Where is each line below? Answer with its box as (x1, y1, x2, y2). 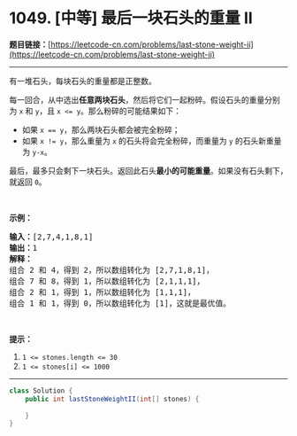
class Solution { (9, 386, 73, 395)
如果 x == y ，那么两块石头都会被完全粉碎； (21, 124, 180, 135)
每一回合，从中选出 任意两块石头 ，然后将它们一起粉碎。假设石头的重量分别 (9, 94, 280, 105)
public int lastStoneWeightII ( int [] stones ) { (25, 394, 200, 403)
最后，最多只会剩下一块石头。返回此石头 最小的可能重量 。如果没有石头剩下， (9, 165, 288, 175)
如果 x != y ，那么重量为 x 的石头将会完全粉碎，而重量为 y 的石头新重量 (21, 135, 282, 146)
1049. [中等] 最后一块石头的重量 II (9, 8, 254, 28)
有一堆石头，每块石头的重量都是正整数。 (9, 75, 156, 86)
